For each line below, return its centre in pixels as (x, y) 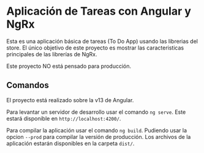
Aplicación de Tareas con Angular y (99, 11)
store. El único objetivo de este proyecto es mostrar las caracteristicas (95, 48)
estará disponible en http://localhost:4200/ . (64, 118)
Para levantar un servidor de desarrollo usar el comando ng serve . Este (96, 112)
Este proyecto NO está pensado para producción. (69, 66)
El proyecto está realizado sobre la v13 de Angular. (70, 100)
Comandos (28, 85)
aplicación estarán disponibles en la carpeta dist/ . (70, 143)
